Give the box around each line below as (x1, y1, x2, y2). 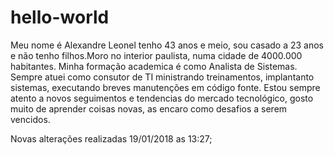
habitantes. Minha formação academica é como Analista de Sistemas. (10, 60, 298, 72)
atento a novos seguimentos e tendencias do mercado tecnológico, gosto (10, 92, 314, 104)
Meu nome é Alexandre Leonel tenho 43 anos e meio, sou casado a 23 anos (10, 39, 325, 51)
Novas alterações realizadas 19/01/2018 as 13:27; (10, 132, 213, 145)
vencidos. (10, 113, 51, 125)
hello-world (10, 6, 110, 29)
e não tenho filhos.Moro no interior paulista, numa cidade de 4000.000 (10, 49, 303, 61)
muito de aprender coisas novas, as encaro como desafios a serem (10, 102, 288, 115)
